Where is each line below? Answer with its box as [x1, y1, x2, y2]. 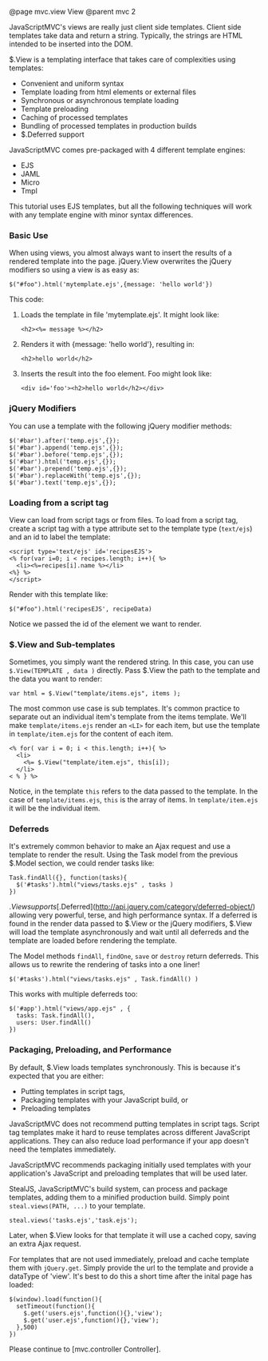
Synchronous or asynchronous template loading [20, 96, 179, 105]
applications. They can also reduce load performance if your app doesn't [9, 1136, 250, 1145]
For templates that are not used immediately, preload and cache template [9, 1254, 250, 1264]
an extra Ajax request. [9, 1239, 82, 1248]
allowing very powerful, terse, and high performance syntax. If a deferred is [9, 910, 258, 920]
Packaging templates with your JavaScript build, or [20, 1095, 188, 1104]
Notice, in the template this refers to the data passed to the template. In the [9, 786, 258, 796]
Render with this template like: [9, 589, 108, 599]
